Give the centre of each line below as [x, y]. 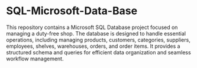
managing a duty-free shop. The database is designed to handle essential [96, 33]
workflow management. [35, 59]
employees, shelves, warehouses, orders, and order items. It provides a [93, 46]
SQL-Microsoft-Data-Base [72, 11]
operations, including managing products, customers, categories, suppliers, [98, 40]
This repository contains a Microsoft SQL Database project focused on [92, 27]
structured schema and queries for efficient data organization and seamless [98, 52]
